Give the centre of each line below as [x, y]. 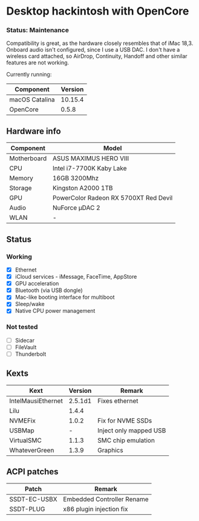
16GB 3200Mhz [76, 179]
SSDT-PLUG [27, 509]
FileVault [26, 347]
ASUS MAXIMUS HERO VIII [91, 158]
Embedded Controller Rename [106, 499]
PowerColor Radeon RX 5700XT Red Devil [113, 198]
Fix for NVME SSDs [125, 420]
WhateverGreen [32, 450]
